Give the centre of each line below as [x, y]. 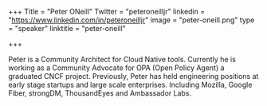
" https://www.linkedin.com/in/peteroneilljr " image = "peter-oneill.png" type [132, 20]
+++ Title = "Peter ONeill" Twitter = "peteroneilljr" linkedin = [107, 12]
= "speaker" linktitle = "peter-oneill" [67, 28]
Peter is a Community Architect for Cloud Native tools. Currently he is [122, 59]
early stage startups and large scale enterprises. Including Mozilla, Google [130, 84]
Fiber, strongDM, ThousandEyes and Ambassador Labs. [100, 93]
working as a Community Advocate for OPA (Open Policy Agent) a [116, 68]
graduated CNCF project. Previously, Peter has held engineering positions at [133, 76]
